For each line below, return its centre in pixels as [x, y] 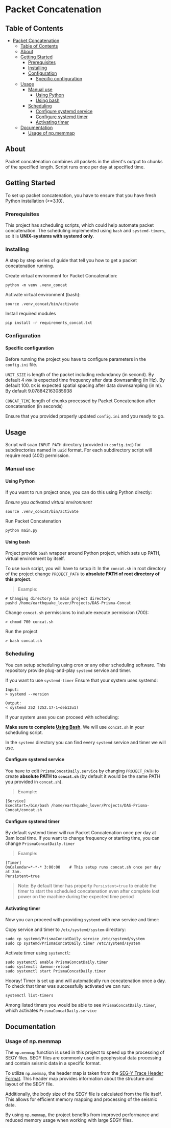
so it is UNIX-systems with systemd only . [50, 236]
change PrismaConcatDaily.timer [40, 843]
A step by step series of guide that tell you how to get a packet [71, 261]
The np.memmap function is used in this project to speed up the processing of [85, 1052]
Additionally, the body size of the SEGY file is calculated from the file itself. [84, 1094]
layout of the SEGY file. [30, 1084]
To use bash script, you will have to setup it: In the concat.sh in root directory [86, 569]
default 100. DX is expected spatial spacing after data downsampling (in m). [84, 385]
